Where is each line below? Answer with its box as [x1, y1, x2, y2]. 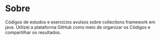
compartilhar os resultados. [5, 29, 61, 35]
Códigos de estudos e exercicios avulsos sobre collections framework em [5, 19, 156, 25]
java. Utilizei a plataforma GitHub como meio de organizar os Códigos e [5, 24, 151, 30]
